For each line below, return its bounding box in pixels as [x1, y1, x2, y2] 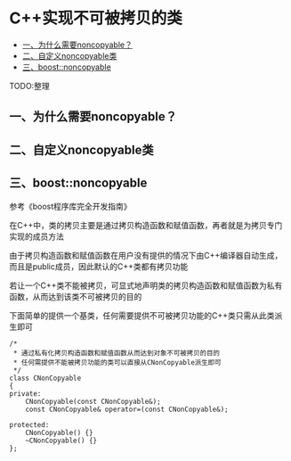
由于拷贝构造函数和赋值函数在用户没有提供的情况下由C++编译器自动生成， [9, 250, 283, 260]
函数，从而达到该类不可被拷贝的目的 [9, 291, 142, 301]
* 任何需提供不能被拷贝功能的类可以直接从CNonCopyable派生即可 [12, 358, 222, 366]
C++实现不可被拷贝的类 [9, 8, 182, 29]
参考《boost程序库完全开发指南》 [9, 201, 132, 211]
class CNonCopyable [9, 374, 82, 383]
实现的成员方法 [9, 231, 64, 242]
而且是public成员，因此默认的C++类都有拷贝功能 [9, 260, 189, 272]
